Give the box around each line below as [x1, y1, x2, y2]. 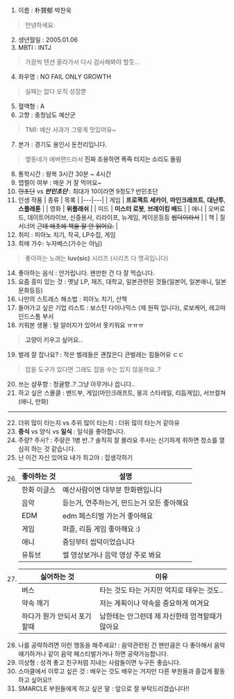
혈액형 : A [17, 102, 45, 110]
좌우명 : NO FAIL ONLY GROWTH [17, 72, 112, 81]
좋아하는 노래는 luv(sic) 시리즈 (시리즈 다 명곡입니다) [24, 254, 169, 262]
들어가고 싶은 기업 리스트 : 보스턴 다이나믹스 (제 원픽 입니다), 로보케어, [17, 304, 208, 311]
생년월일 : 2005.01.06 [17, 35, 78, 44]
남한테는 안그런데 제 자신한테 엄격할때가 [99, 611, 223, 620]
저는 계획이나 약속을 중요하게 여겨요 [99, 598, 210, 608]
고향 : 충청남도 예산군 [17, 110, 76, 119]
